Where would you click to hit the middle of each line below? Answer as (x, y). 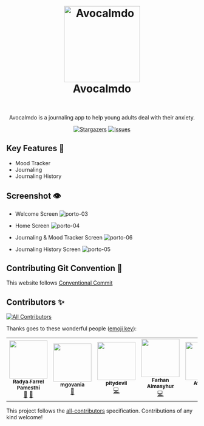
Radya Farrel (29, 382)
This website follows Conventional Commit (59, 283)
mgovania (73, 385)
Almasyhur (160, 386)
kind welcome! (25, 417)
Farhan (160, 380)
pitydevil (116, 383)
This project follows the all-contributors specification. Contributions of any (100, 411)
